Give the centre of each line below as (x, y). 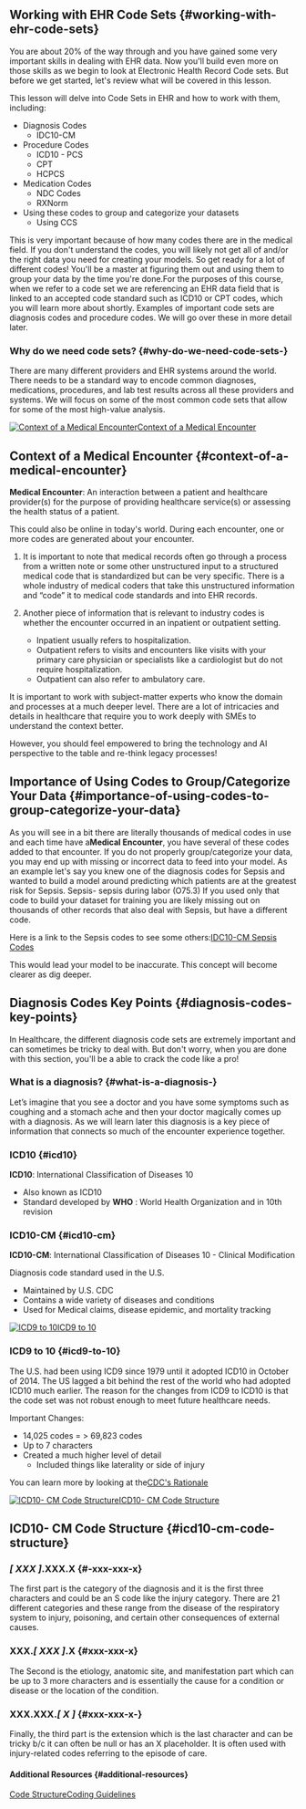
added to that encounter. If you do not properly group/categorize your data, (151, 851)
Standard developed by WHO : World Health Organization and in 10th (152, 1202)
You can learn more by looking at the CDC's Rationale (109, 1482)
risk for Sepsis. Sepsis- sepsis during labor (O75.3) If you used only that (144, 890)
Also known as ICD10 (62, 1192)
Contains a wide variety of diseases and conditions (118, 1300)
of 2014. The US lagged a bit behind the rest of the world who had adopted (150, 1380)
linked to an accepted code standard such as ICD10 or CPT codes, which (147, 298)
